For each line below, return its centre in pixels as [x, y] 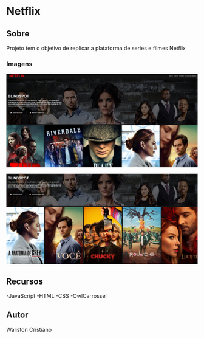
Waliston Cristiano [29, 329]
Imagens [19, 64]
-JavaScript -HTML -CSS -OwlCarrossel [57, 295]
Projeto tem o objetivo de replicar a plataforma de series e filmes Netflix [96, 48]
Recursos [25, 281]
